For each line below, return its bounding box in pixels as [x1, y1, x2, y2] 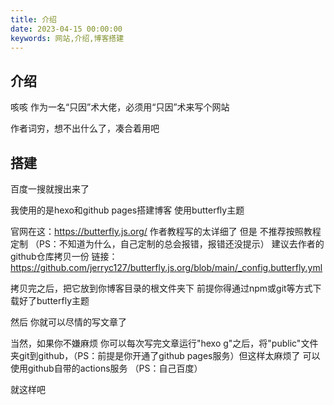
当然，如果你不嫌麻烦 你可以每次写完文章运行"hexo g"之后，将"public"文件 [10, 337, 319, 349]
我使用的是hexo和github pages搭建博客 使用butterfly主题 [10, 204, 245, 216]
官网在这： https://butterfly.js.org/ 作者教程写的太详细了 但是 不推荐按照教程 [10, 226, 322, 237]
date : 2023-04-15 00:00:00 [10, 24, 123, 34]
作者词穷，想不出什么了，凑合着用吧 [10, 122, 160, 135]
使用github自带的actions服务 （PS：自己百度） [10, 362, 203, 374]
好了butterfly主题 [18, 295, 90, 306]
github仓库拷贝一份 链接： [10, 251, 118, 262]
